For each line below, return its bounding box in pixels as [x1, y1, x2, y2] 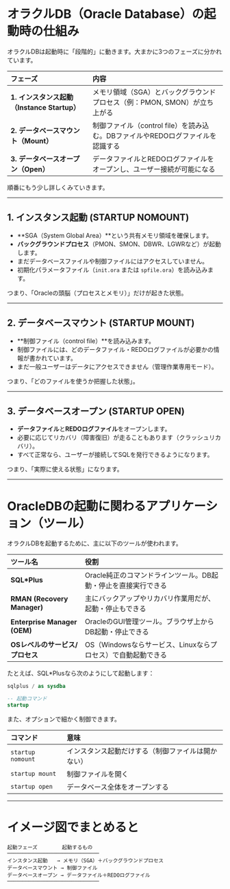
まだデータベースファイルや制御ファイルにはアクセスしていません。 [16, 257, 209, 265]
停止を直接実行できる [98, 581, 168, 591]
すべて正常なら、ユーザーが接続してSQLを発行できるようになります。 [16, 451, 214, 459]
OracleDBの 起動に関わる [7, 498, 146, 514]
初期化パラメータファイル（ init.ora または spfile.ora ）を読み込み [16, 265, 208, 274]
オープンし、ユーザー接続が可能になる [92, 164, 216, 174]
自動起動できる [118, 650, 168, 660]
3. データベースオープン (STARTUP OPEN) [7, 405, 185, 417]
